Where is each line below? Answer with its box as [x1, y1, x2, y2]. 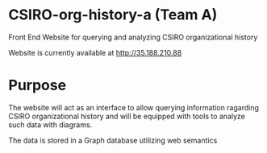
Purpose [8, 76, 67, 94]
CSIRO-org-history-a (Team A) [8, 6, 218, 24]
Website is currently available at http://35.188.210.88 [8, 48, 182, 57]
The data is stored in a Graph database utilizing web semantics [8, 135, 218, 145]
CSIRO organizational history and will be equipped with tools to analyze [8, 111, 246, 121]
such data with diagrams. [8, 119, 93, 130]
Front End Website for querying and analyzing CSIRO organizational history [8, 32, 258, 42]
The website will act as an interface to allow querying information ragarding [8, 102, 260, 112]
